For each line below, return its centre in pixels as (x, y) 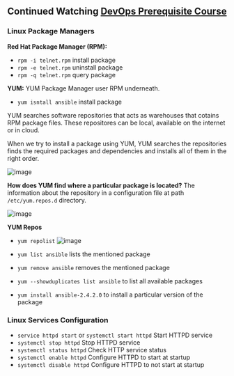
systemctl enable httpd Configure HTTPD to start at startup (104, 357)
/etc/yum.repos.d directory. (47, 200)
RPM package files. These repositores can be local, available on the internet (116, 123)
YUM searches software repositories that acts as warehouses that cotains (113, 115)
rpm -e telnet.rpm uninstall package (70, 67)
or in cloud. (23, 130)
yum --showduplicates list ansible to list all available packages (110, 281)
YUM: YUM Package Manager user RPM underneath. (84, 88)
